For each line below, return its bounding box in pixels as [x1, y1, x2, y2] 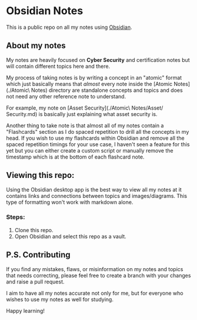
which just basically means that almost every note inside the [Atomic [6, 80, 172, 87]
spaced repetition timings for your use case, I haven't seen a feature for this [6, 140, 190, 148]
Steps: [6, 213, 25, 222]
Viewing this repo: [6, 170, 75, 180]
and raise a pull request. [6, 278, 65, 285]
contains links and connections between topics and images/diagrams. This [6, 192, 187, 199]
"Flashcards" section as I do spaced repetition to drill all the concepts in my [6, 128, 189, 135]
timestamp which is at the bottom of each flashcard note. [6, 153, 145, 160]
